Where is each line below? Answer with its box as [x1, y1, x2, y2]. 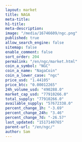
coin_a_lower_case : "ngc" [5, 73, 59, 78]
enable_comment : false [5, 49, 53, 54]
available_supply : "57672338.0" [5, 101, 73, 106]
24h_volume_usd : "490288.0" [5, 87, 64, 92]
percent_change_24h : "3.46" [5, 110, 64, 116]
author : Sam [5, 129, 30, 134]
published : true [5, 36, 39, 41]
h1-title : [5, 21, 26, 27]
